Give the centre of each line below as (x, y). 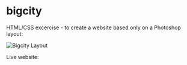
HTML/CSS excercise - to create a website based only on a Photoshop (94, 27)
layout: (14, 33)
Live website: (23, 57)
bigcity (24, 11)
